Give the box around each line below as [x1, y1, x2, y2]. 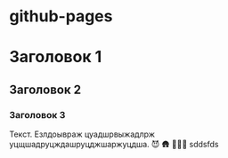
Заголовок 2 [9, 82, 82, 97]
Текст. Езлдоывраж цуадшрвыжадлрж [9, 129, 156, 139]
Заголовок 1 [9, 47, 102, 67]
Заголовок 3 [9, 108, 66, 121]
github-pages [9, 6, 113, 27]
